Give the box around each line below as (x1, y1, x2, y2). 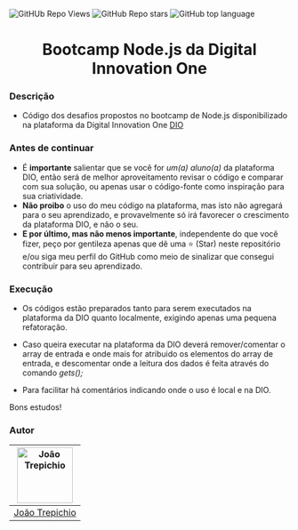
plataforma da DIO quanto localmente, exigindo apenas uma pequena (21, 312, 278, 324)
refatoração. (21, 322, 68, 333)
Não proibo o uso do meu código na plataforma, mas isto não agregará (21, 200, 283, 211)
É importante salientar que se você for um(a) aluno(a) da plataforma (21, 162, 275, 173)
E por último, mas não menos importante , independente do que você (21, 228, 278, 239)
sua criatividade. (21, 190, 84, 201)
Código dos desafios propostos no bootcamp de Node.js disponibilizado (21, 110, 287, 121)
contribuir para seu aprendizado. (21, 261, 143, 271)
